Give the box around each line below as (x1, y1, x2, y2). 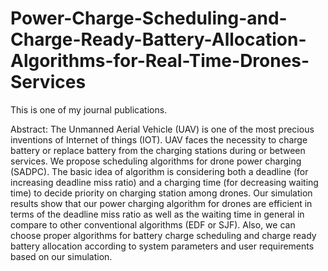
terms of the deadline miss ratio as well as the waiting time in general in (10, 208, 305, 220)
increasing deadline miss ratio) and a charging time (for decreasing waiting (10, 176, 319, 188)
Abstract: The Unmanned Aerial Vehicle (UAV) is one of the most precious (10, 123, 315, 135)
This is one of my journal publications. (10, 103, 168, 116)
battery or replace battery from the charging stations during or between (10, 144, 306, 156)
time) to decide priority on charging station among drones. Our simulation (10, 187, 313, 199)
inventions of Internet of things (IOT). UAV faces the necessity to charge (10, 133, 308, 146)
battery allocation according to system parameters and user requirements (10, 240, 315, 252)
